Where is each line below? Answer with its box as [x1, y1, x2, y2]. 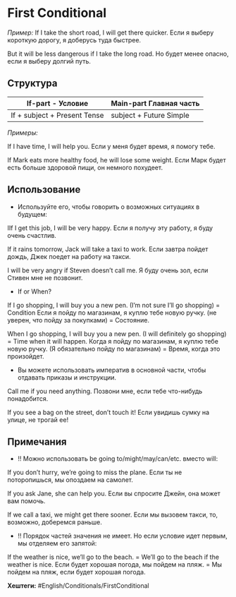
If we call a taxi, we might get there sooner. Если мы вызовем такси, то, [7, 510, 218, 519]
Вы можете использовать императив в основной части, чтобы [17, 366, 206, 374]
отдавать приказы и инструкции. [17, 373, 117, 382]
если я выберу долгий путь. [7, 56, 92, 65]
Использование [7, 183, 81, 195]
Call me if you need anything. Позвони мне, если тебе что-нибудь [7, 387, 203, 395]
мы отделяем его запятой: [17, 539, 97, 548]
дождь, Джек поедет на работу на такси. [7, 252, 132, 260]
